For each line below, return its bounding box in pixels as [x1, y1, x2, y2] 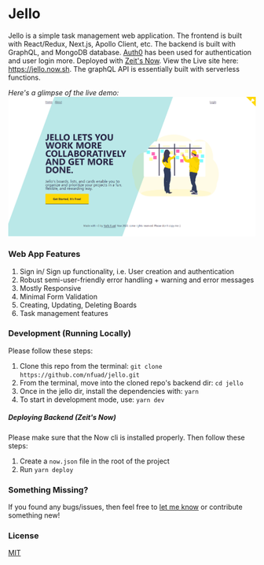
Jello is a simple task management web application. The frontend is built [8, 31, 242, 40]
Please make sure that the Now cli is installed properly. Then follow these [8, 433, 245, 442]
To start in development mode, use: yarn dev [19, 395, 165, 404]
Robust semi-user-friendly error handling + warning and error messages [19, 275, 255, 284]
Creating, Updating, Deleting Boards [19, 300, 137, 310]
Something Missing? [8, 484, 89, 495]
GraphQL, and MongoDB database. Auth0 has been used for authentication [8, 47, 252, 57]
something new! [8, 511, 60, 520]
